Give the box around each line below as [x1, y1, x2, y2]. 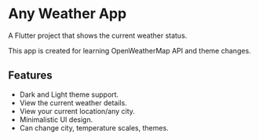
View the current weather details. [19, 98, 127, 107]
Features [8, 68, 53, 83]
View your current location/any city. [19, 106, 136, 116]
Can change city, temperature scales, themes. [19, 123, 169, 132]
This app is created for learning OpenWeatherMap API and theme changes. [8, 46, 251, 55]
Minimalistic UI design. [19, 115, 93, 124]
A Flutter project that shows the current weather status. [8, 31, 188, 40]
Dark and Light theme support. [19, 90, 119, 99]
